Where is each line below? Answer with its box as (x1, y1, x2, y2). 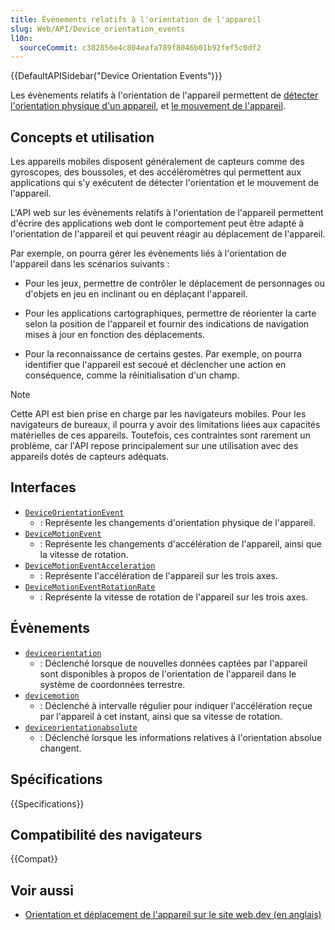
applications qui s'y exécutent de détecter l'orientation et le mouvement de (10, 177, 320, 189)
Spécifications (10, 771, 103, 788)
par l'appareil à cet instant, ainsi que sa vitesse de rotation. (39, 710, 283, 722)
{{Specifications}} (10, 797, 85, 810)
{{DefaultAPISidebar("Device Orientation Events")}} (10, 70, 223, 82)
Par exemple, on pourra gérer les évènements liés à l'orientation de (10, 247, 287, 260)
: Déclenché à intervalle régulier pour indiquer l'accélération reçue (39, 699, 313, 711)
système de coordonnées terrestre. (39, 678, 186, 690)
